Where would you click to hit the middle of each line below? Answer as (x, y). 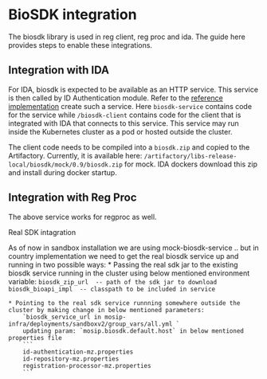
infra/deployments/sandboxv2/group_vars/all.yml (90, 324)
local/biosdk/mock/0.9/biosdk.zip (66, 165)
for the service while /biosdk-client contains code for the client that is (125, 115)
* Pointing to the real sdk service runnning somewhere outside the (124, 303)
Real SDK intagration (42, 232)
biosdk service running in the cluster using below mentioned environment (129, 273)
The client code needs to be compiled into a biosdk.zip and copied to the (129, 147)
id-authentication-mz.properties (78, 352)
